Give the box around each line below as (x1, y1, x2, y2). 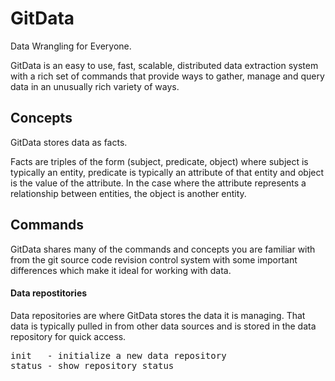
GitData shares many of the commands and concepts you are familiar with (10, 243, 316, 255)
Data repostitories (10, 287, 88, 299)
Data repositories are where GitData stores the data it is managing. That (10, 309, 306, 321)
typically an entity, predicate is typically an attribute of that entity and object (10, 166, 325, 178)
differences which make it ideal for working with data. (10, 264, 232, 276)
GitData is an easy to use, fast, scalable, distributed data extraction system (10, 59, 319, 71)
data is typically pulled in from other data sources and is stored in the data (10, 320, 317, 332)
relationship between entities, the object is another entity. (10, 187, 247, 199)
